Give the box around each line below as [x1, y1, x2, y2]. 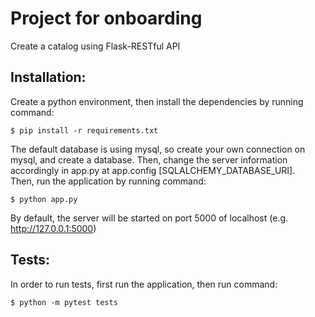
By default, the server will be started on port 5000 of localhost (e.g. [10, 212, 289, 224]
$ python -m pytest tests [10, 297, 118, 307]
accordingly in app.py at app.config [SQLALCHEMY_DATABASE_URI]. [10, 164, 296, 176]
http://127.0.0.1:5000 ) [10, 222, 97, 234]
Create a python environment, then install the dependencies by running [10, 95, 304, 107]
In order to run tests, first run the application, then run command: [10, 278, 278, 290]
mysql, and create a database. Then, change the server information [10, 153, 288, 166]
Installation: [10, 69, 87, 86]
